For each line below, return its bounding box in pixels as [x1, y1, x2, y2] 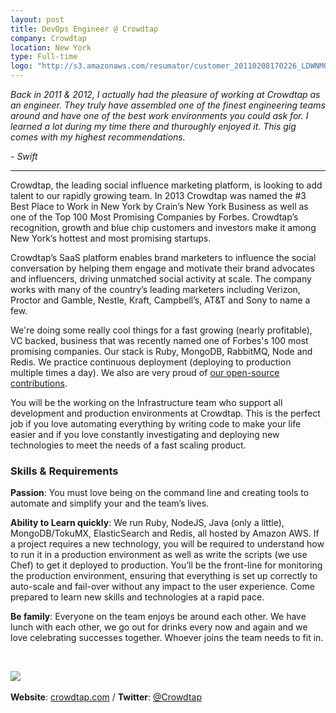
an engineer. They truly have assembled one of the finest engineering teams [10, 99, 326, 111]
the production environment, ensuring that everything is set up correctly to [10, 570, 318, 582]
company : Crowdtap [10, 33, 87, 43]
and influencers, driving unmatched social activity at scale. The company [10, 273, 312, 285]
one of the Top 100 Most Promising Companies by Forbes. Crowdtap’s [10, 211, 299, 223]
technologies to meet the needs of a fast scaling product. [10, 439, 247, 451]
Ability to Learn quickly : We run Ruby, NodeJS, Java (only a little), [10, 517, 285, 529]
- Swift [10, 151, 38, 162]
